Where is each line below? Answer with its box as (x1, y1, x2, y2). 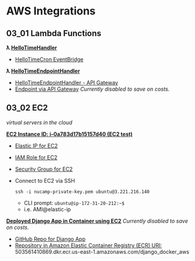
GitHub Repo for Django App (14, 235, 86, 242)
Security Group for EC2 (14, 165, 73, 173)
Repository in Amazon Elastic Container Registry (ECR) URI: (14, 242, 162, 249)
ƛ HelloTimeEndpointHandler (6, 67, 80, 75)
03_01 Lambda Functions (6, 28, 102, 38)
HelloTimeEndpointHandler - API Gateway (14, 79, 118, 86)
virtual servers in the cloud (6, 118, 73, 126)
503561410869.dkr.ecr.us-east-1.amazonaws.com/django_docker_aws (14, 248, 190, 255)
